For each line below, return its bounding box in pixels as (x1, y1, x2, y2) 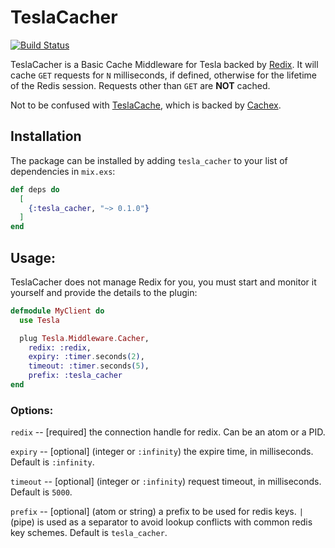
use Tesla (19, 315, 60, 325)
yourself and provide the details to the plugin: (10, 286, 198, 298)
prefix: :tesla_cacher (28, 371, 123, 381)
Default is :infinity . (10, 456, 95, 468)
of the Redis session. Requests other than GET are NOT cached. (10, 79, 271, 91)
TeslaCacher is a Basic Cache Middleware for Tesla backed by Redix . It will (10, 58, 319, 70)
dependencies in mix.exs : (10, 165, 116, 177)
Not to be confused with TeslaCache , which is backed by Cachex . (10, 99, 282, 111)
